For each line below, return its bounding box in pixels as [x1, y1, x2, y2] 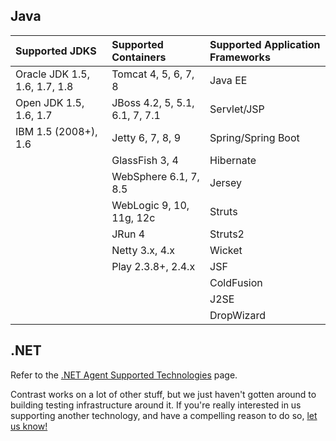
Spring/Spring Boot [209, 130, 300, 144]
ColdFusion [209, 275, 263, 289]
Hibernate [209, 153, 257, 167]
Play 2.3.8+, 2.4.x [111, 259, 196, 273]
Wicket [209, 243, 243, 257]
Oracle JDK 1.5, [15, 67, 90, 81]
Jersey [209, 175, 242, 189]
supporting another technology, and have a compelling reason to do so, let [10, 409, 318, 421]
